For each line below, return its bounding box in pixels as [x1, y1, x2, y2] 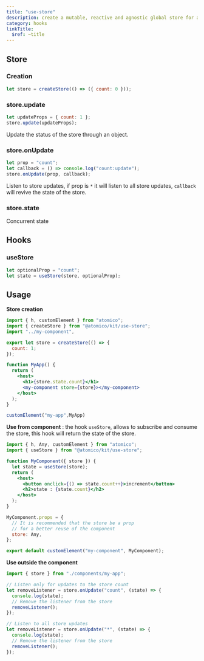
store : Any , [12, 531, 42, 538]
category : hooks [6, 20, 47, 26]
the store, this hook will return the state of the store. [6, 430, 137, 437]
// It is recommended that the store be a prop [12, 520, 135, 526]
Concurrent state [6, 217, 49, 225]
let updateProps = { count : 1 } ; [6, 114, 91, 120]
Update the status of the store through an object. [6, 131, 129, 138]
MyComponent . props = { [6, 514, 64, 520]
